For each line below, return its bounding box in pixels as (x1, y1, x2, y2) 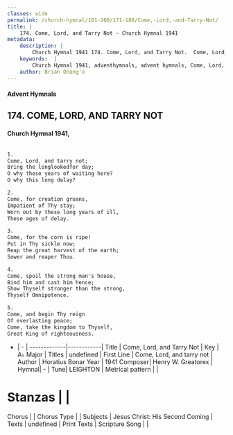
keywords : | (19, 56, 58, 63)
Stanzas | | (7, 389, 71, 405)
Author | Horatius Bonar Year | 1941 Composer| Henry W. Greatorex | (17, 357, 213, 366)
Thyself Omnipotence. (7, 292, 70, 299)
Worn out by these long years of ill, (7, 208, 119, 215)
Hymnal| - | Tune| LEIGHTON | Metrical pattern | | (17, 365, 159, 373)
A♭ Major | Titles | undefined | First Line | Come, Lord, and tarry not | (17, 350, 213, 359)
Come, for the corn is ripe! (7, 234, 92, 241)
